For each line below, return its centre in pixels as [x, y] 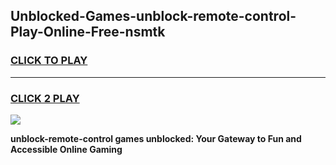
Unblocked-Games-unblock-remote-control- [153, 16]
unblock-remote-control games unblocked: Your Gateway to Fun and [156, 138]
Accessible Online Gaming [66, 149]
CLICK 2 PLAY [45, 98]
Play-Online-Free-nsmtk [88, 32]
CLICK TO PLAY [49, 61]
